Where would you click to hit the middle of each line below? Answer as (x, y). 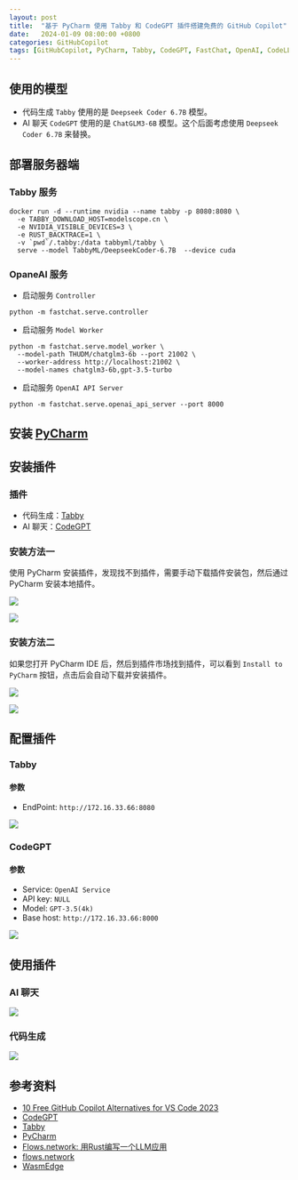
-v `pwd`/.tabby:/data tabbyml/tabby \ (91, 242)
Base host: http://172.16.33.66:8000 (90, 918)
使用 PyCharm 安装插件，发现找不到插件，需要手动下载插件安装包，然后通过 (149, 573)
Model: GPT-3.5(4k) (58, 909)
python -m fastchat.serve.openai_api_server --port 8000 (117, 404)
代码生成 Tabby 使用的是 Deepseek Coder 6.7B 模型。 (117, 111)
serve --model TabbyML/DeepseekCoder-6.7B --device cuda (127, 250)
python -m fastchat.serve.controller (79, 312)
